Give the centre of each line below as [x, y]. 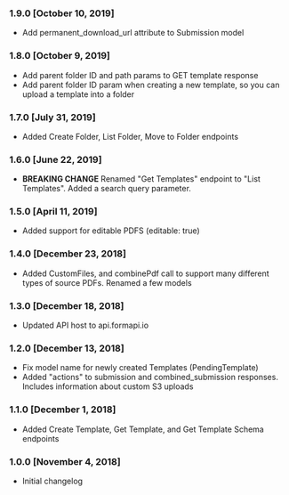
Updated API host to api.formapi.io [85, 325]
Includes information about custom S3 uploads [108, 386]
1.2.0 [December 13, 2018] [67, 348]
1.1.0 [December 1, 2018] [63, 410]
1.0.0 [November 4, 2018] [65, 461]
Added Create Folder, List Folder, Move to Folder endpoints [130, 136]
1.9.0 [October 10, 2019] [62, 13]
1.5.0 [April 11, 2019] [53, 212]
